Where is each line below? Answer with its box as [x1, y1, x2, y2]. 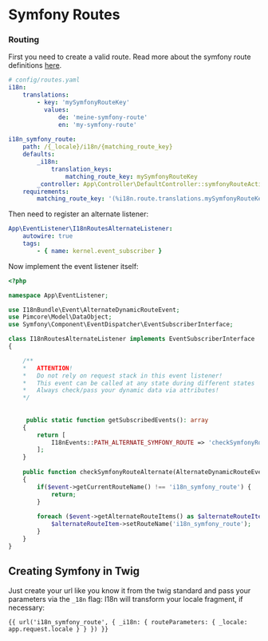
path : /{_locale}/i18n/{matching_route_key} [22, 143, 173, 151]
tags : [22, 239, 41, 248]
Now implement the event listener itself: [8, 261, 139, 271]
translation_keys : [50, 165, 112, 173]
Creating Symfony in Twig [8, 564, 140, 578]
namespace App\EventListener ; [8, 291, 109, 299]
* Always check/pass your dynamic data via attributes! [22, 386, 219, 394]
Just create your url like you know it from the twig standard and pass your [8, 585, 251, 595]
